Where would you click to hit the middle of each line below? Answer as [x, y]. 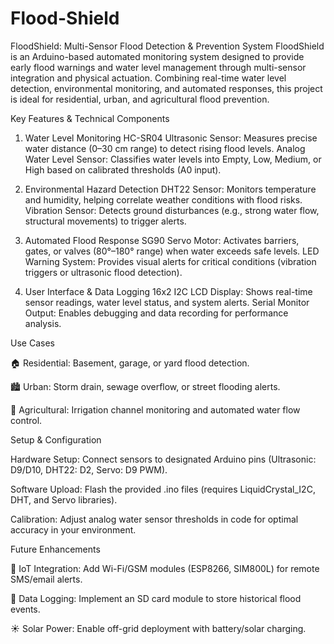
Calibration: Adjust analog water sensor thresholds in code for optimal [154, 519]
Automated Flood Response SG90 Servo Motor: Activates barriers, [162, 240]
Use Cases [32, 343]
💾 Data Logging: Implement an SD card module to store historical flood [156, 598]
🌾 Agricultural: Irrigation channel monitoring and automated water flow [155, 409]
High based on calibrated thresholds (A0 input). [123, 169]
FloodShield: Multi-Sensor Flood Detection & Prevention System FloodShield [167, 46]
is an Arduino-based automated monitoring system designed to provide [157, 56]
